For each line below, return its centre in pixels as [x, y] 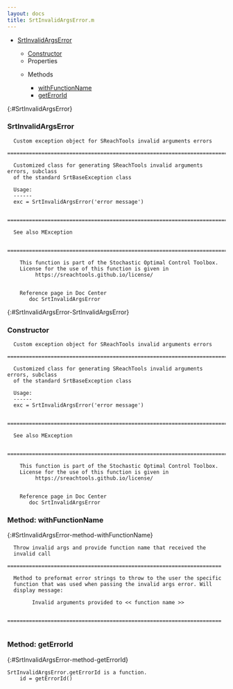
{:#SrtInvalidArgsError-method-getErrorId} [68, 659]
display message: [38, 591]
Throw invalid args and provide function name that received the [110, 548]
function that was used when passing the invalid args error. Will [113, 585]
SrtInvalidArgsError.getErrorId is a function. [77, 672]
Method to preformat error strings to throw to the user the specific [118, 578]
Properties [42, 60]
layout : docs [26, 14]
